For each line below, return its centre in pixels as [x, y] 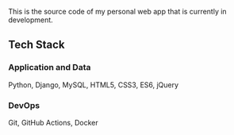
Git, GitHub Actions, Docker [53, 122]
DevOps [24, 105]
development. [31, 20]
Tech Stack [36, 45]
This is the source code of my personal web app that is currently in [118, 12]
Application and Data [50, 67]
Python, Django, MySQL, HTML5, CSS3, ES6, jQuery [94, 85]
